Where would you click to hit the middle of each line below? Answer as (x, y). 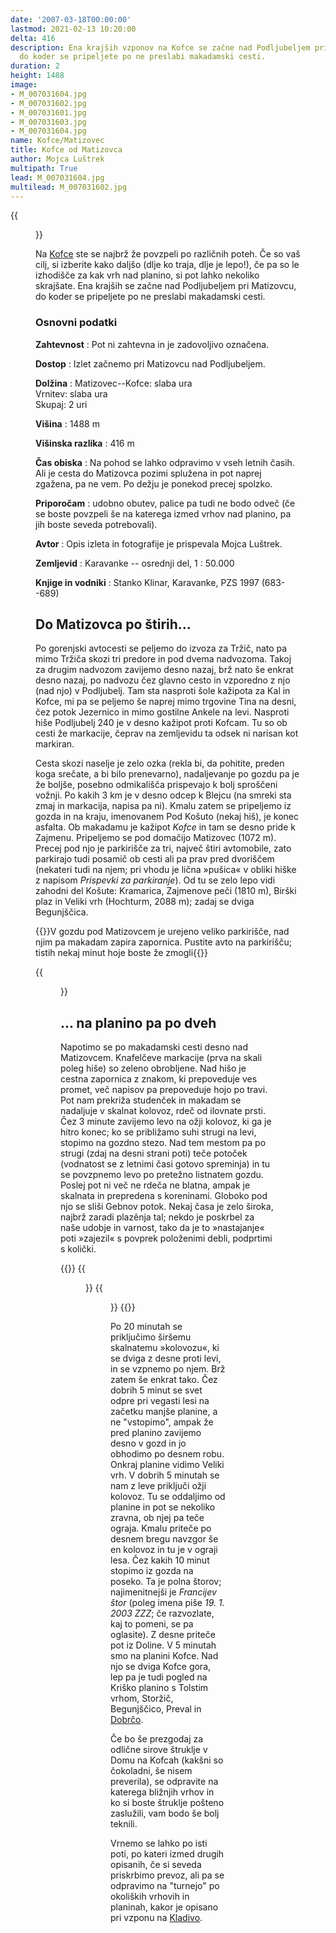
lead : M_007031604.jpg (57, 177)
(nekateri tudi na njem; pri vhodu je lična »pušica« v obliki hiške (166, 870)
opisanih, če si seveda (156, 1865)
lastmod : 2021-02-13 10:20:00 (73, 29)
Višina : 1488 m (67, 423)
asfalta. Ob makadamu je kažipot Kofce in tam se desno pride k (165, 827)
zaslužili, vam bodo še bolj (165, 1813)
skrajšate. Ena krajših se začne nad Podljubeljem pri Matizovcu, (166, 286)
